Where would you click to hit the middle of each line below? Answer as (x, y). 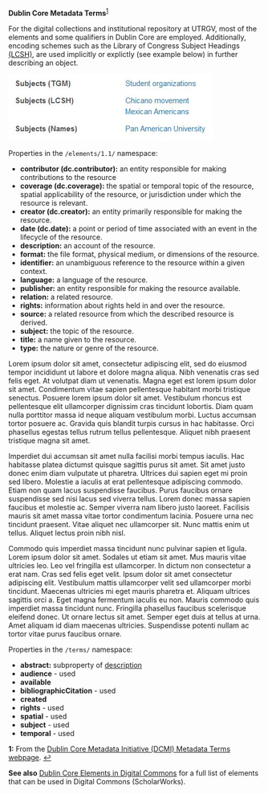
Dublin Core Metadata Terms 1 (59, 12)
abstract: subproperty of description (81, 665)
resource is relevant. (54, 203)
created (33, 699)
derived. (34, 322)
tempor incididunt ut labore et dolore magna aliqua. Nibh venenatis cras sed (134, 372)
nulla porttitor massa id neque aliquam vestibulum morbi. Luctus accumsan (132, 415)
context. (34, 271)
